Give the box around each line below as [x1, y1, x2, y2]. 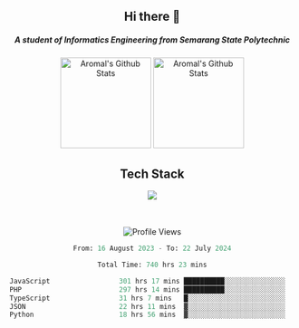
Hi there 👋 [123, 9, 181, 24]
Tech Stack [120, 166, 185, 181]
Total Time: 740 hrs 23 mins [97, 260, 207, 270]
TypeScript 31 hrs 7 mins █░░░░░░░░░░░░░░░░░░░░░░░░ [9, 294, 285, 303]
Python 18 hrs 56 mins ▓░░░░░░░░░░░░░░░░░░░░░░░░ [9, 310, 285, 320]
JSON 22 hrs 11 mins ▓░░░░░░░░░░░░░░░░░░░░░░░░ [9, 302, 285, 311]
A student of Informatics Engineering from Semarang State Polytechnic [14, 34, 290, 45]
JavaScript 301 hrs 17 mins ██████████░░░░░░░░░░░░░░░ [9, 276, 285, 285]
